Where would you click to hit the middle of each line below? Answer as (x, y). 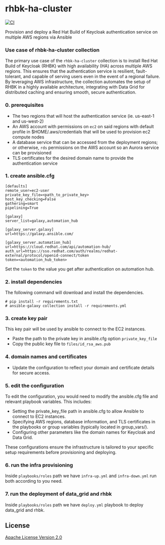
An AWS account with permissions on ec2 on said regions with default (83, 126)
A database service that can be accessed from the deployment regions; (85, 142)
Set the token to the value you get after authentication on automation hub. (80, 269)
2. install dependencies (34, 281)
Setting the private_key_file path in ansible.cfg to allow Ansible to (78, 411)
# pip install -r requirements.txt (42, 302)
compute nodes (28, 137)
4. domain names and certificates (46, 357)
